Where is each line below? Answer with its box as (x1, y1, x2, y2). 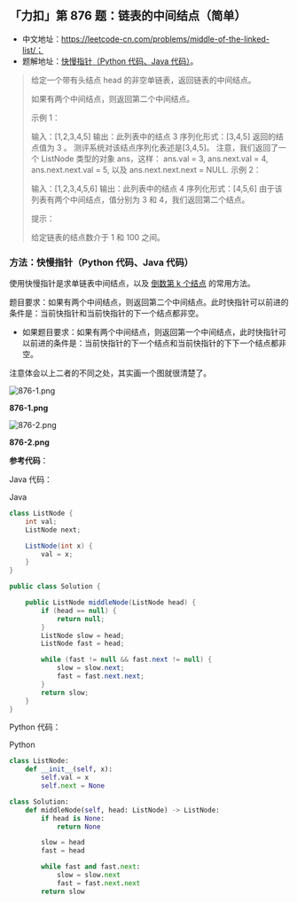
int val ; (25, 517, 58, 525)
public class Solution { (9, 582, 101, 591)
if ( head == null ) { (41, 606, 117, 615)
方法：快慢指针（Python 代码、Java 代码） (9, 256, 193, 269)
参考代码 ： (9, 455, 49, 466)
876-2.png (9, 437, 51, 448)
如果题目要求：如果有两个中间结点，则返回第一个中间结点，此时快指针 (21, 327, 279, 338)
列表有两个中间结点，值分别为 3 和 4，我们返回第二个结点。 (30, 194, 250, 205)
